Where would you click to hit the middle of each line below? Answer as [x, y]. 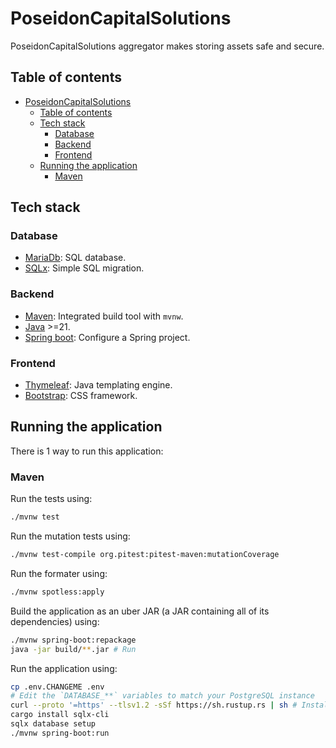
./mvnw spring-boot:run [60, 733]
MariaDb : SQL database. [75, 258]
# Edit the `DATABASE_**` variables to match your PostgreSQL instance [162, 696]
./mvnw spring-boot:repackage [73, 640]
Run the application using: [64, 668]
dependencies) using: [55, 621]
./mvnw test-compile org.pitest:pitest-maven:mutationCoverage [145, 555]
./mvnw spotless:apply [57, 592]
